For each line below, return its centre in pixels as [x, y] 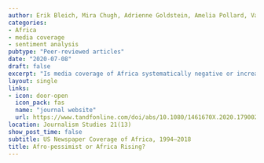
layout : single [33, 81]
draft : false [29, 67]
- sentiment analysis [44, 45]
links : [19, 88]
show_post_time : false [45, 132]
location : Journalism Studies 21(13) [70, 125]
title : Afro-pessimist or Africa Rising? [77, 147]
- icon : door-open [38, 96]
